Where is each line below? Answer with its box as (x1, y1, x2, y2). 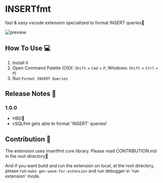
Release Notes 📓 (5, 90, 57, 98)
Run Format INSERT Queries (12, 75, 68, 81)
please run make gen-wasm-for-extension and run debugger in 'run (5, 168, 139, 174)
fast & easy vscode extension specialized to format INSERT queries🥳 (5, 20, 145, 26)
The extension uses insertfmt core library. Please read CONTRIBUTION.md (5, 148, 157, 154)
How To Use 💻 (5, 44, 51, 53)
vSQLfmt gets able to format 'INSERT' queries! (12, 121, 107, 126)
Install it (12, 60, 29, 65)
